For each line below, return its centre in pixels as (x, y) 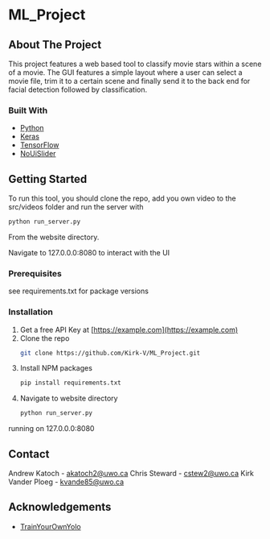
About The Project (55, 45)
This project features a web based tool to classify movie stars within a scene (135, 64)
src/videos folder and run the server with (76, 207)
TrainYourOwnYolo (51, 526)
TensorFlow (39, 145)
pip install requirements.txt (71, 383)
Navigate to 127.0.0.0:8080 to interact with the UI (89, 252)
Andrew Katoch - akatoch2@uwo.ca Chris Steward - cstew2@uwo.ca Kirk (131, 474)
